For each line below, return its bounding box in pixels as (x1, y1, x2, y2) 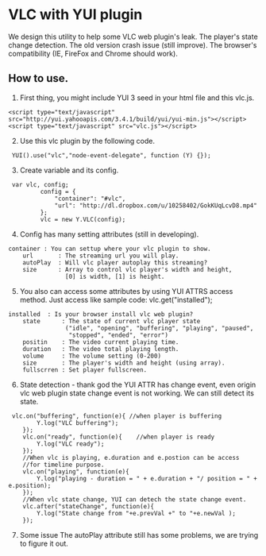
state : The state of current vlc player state (22, 317, 201, 325)
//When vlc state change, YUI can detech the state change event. (22, 495, 247, 504)
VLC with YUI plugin (8, 6, 143, 24)
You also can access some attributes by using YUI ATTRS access (19, 286, 233, 295)
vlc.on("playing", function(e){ (22, 467, 129, 476)
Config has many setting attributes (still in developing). (19, 229, 199, 239)
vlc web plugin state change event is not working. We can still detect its (19, 388, 254, 398)
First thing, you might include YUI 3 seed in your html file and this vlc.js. (19, 93, 255, 102)
